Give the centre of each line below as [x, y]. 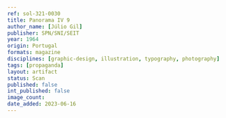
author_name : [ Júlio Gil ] [45, 26]
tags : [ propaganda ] [36, 65]
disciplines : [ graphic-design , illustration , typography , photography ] [113, 59]
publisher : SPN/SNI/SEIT [43, 33]
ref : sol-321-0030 [34, 14]
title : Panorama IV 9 [39, 20]
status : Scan [26, 78]
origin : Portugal [32, 46]
